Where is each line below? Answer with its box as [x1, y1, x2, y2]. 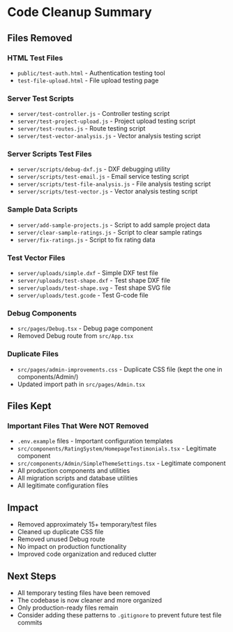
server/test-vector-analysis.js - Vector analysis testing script [17, 132, 201, 140]
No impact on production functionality [17, 543, 127, 551]
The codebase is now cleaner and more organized [17, 596, 163, 604]
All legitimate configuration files [17, 481, 109, 490]
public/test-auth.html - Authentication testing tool [17, 68, 165, 77]
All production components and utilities [17, 466, 130, 475]
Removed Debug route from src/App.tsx [17, 332, 134, 340]
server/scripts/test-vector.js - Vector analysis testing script [17, 187, 198, 196]
